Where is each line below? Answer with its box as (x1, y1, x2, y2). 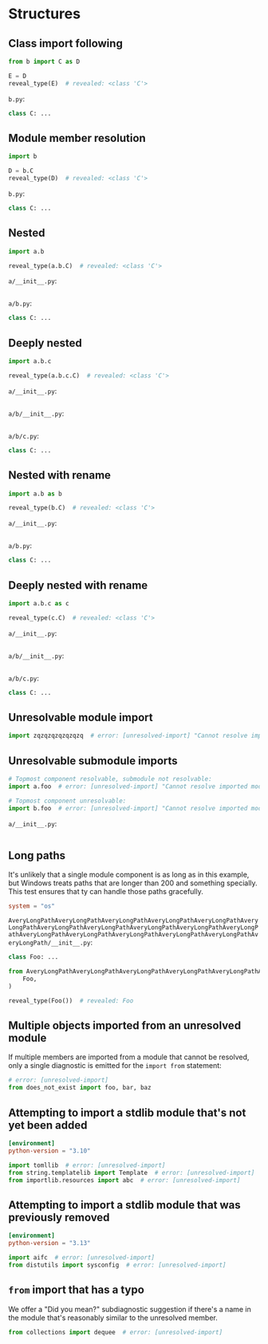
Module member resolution (8, 131, 146, 144)
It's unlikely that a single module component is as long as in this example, (8, 870, 250, 880)
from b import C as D (8, 57, 81, 65)
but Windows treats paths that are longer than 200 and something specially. (8, 878, 258, 888)
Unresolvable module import (8, 711, 153, 724)
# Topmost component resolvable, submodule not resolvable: (8, 775, 213, 783)
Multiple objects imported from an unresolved (8, 1019, 242, 1033)
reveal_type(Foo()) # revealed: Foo (8, 996, 134, 1005)
